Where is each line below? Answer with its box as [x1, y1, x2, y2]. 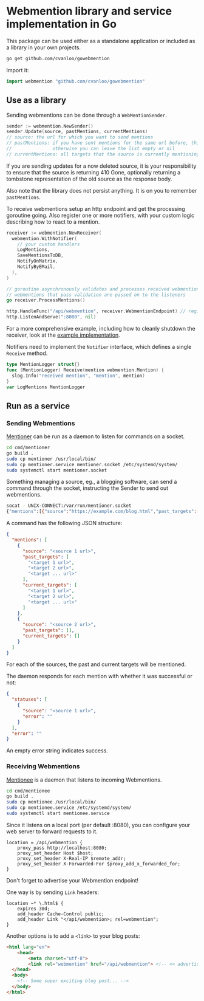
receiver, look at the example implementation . [6, 331, 120, 339]
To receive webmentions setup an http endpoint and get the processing [6, 205, 185, 212]
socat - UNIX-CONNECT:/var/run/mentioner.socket [6, 503, 132, 509]
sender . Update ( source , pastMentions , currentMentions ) [6, 129, 148, 135]
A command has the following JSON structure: [6, 520, 123, 527]
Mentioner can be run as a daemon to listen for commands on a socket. [6, 433, 185, 440]
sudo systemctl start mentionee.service [6, 810, 110, 817]
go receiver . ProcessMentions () [6, 297, 86, 303]
